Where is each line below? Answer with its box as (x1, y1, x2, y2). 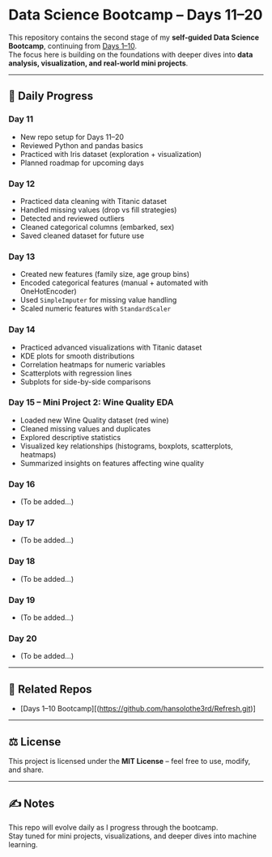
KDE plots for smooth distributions (19, 350, 135, 361)
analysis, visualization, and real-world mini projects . (8, 58, 189, 68)
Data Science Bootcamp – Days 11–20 (8, 6, 263, 24)
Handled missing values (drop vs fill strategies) (19, 205, 177, 214)
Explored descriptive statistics (19, 432, 121, 442)
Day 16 (8, 478, 36, 490)
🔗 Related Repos (8, 682, 92, 696)
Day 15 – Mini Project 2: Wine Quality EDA (8, 397, 174, 408)
